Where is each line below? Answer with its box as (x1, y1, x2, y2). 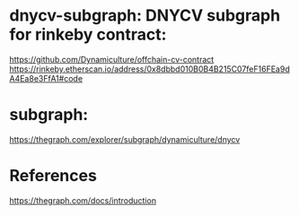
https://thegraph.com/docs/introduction (9, 194, 157, 206)
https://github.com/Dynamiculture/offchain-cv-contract (9, 54, 215, 64)
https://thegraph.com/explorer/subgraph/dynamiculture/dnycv (9, 133, 241, 144)
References (9, 166, 97, 186)
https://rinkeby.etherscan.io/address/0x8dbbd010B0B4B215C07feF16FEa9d (9, 64, 290, 74)
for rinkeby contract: (9, 24, 167, 45)
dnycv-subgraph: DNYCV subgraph (9, 5, 281, 26)
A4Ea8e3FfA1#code (9, 73, 84, 83)
